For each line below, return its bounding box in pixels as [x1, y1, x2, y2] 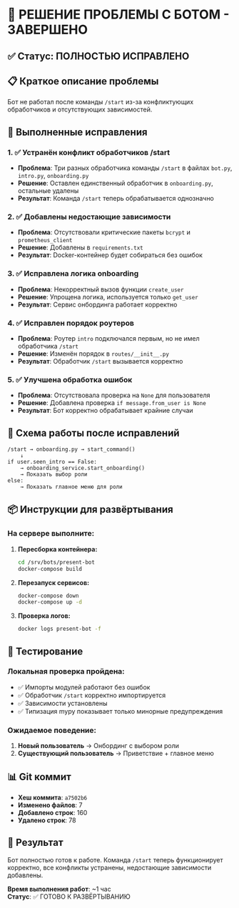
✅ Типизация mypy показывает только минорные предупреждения [17, 707, 223, 715]
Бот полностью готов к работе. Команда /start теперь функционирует [7, 855, 223, 864]
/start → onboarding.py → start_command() [7, 446, 136, 453]
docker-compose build [17, 565, 82, 572]
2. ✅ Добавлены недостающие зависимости [7, 212, 171, 221]
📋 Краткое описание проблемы [7, 75, 159, 87]
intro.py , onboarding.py [17, 171, 89, 180]
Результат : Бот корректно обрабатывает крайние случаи [17, 406, 194, 415]
